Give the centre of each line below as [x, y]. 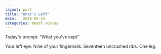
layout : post [19, 9]
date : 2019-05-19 [25, 18]
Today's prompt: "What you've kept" [42, 37]
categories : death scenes [32, 23]
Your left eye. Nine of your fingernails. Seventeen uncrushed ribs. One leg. [81, 46]
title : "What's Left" [27, 14]
